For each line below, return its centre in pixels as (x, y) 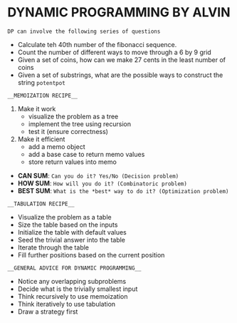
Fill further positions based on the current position (91, 255)
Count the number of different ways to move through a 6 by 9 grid (114, 52)
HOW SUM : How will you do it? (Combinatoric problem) (102, 183)
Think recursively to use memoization (73, 296)
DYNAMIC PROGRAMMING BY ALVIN (119, 12)
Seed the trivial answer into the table (72, 240)
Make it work (37, 108)
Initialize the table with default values (72, 232)
